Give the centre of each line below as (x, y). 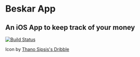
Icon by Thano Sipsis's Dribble (37, 49)
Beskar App (31, 9)
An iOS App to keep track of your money (70, 27)
